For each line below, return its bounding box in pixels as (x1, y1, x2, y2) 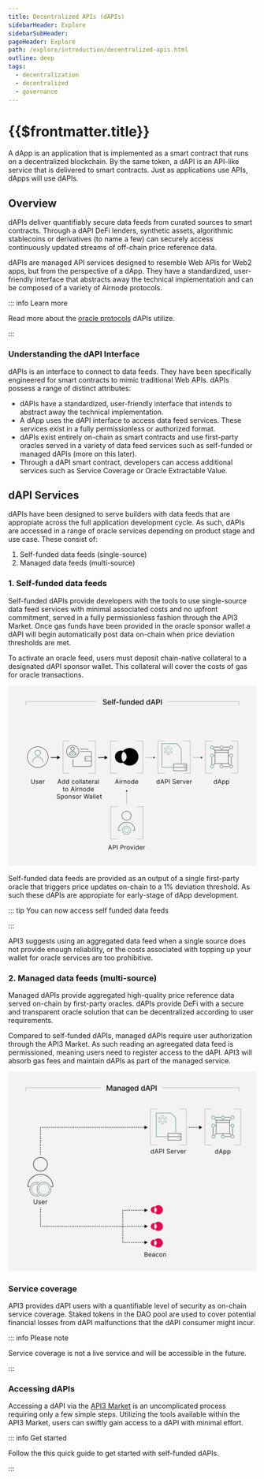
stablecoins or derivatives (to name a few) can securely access (8, 234, 214, 244)
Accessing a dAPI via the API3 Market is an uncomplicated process (8, 1401, 226, 1411)
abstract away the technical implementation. (19, 407, 164, 416)
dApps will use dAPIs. (8, 174, 79, 183)
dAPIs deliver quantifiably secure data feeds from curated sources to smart (8, 218, 253, 227)
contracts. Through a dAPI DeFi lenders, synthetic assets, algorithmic (8, 226, 234, 236)
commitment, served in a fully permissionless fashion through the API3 (8, 612, 238, 622)
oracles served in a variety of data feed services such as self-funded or (19, 440, 253, 450)
